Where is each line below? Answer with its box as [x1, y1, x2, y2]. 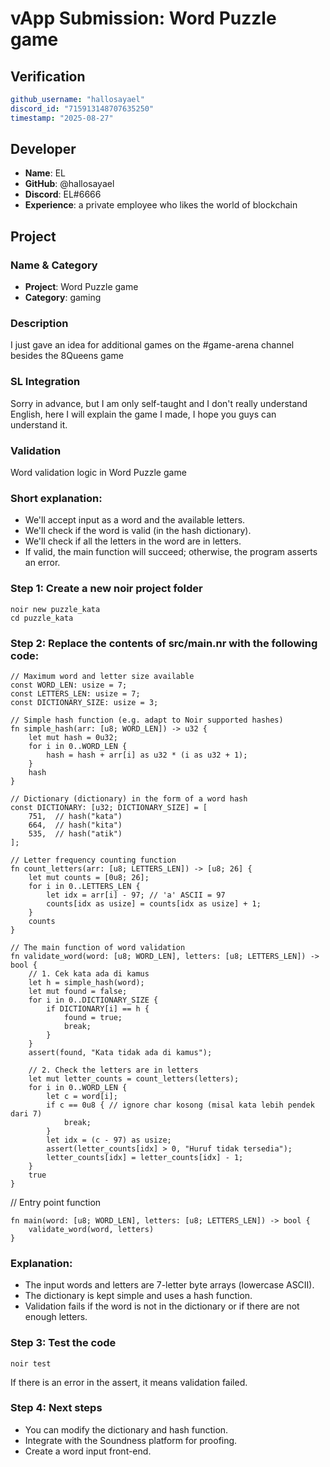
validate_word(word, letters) [28, 1224, 155, 1234]
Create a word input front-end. [24, 1445, 152, 1457]
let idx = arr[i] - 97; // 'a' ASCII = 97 [46, 890, 226, 900]
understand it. [10, 418, 68, 431]
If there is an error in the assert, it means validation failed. [10, 1376, 248, 1388]
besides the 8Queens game [10, 350, 124, 362]
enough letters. [24, 1311, 88, 1323]
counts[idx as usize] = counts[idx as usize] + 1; [46, 898, 262, 909]
